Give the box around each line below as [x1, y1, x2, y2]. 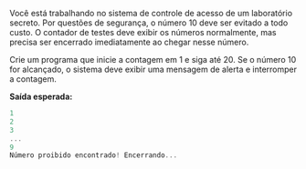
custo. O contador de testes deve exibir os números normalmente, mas [9, 27, 277, 37]
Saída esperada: [9, 91, 73, 102]
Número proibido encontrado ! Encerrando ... [9, 151, 178, 160]
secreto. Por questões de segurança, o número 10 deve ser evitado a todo [9, 17, 289, 28]
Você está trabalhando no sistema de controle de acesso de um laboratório [9, 8, 293, 18]
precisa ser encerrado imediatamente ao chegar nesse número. [9, 36, 249, 47]
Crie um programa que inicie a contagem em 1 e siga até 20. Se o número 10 [9, 55, 297, 65]
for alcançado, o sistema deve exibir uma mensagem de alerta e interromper [9, 64, 298, 75]
